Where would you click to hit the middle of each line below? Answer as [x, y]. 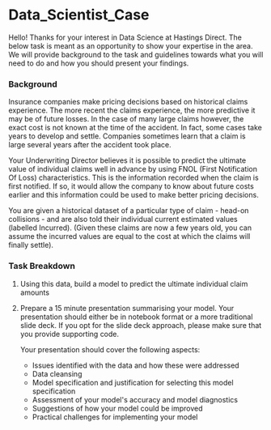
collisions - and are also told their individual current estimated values [123, 219]
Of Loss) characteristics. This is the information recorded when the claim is [133, 178]
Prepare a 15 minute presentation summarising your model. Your [127, 308]
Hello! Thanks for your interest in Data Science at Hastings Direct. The [125, 37]
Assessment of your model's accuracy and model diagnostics [135, 399]
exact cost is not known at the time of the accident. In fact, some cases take [135, 128]
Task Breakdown [42, 266]
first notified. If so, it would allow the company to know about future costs [131, 186]
